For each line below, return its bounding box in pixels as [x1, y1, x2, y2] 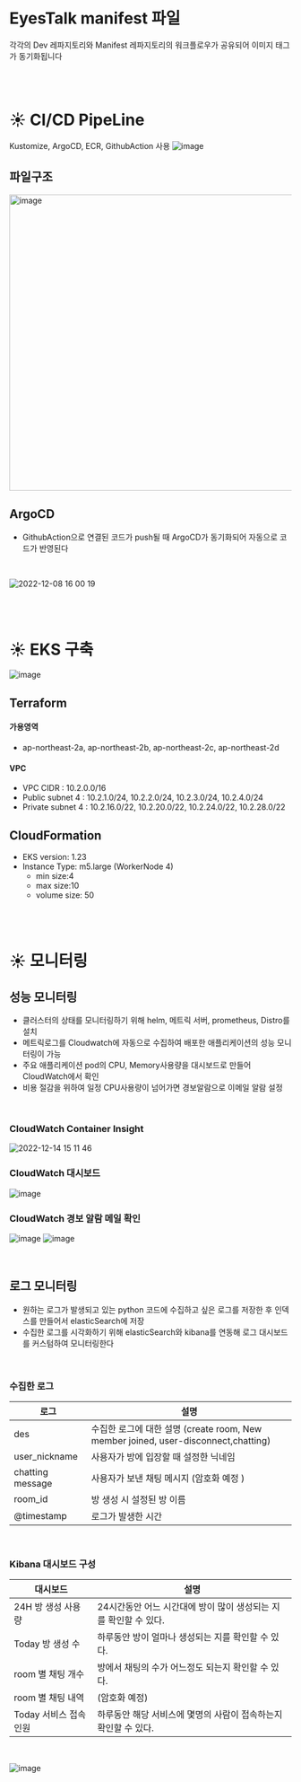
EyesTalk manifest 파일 [9, 8, 181, 29]
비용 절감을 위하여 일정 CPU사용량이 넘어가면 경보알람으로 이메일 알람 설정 [21, 1083, 284, 1093]
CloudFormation [9, 828, 102, 843]
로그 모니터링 [9, 1278, 78, 1294]
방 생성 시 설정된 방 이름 [90, 1494, 186, 1506]
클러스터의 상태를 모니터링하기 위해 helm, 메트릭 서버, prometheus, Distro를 [21, 1015, 290, 1026]
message [13, 1478, 53, 1490]
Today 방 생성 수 [13, 1637, 81, 1650]
